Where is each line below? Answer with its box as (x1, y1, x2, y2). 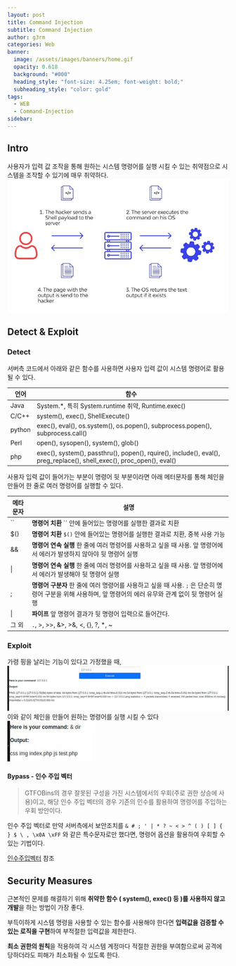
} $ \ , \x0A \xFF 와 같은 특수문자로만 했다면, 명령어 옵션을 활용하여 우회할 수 (7, 830, 226, 838)
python (10, 425, 31, 433)
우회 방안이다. (24, 807, 63, 815)
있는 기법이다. (7, 839, 46, 848)
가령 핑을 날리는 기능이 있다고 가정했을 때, (7, 657, 122, 666)
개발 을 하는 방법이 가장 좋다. (7, 903, 84, 912)
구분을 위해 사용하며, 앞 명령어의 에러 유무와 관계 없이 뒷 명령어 (44, 589, 216, 598)
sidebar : (7, 116, 33, 123)
